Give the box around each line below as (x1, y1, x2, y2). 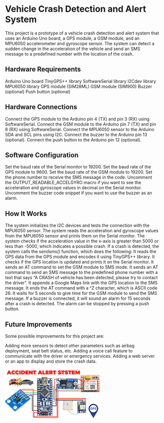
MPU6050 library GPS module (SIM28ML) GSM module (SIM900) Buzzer (5, 83, 153, 89)
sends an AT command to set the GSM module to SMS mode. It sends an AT (5, 264, 159, 270)
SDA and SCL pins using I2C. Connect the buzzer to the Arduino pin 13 (5, 132, 147, 137)
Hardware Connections (5, 103, 77, 111)
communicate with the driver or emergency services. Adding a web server (5, 353, 155, 359)
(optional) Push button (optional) (5, 88, 71, 94)
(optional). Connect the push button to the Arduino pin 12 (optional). (5, 136, 142, 143)
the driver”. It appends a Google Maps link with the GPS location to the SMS (5, 280, 158, 286)
